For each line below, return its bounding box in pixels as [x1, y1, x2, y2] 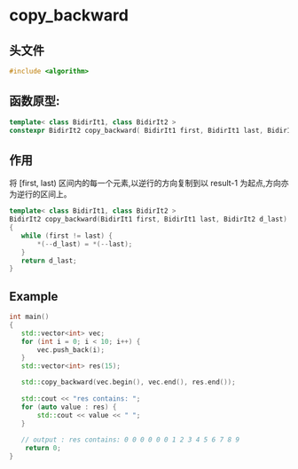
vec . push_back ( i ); [36, 345, 105, 355]
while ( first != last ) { [20, 231, 114, 240]
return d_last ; [20, 256, 77, 265]
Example [9, 289, 59, 304]
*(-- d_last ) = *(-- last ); [36, 239, 133, 248]
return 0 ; [25, 444, 62, 453]
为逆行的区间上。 [9, 189, 72, 199]
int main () [9, 312, 50, 322]
